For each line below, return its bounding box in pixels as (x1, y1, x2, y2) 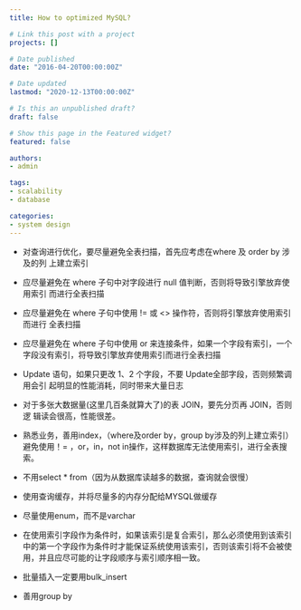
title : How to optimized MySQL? (9, 13, 131, 23)
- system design (9, 219, 71, 229)
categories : (9, 211, 54, 220)
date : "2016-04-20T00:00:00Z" (9, 63, 124, 73)
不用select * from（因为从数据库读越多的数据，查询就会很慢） (22, 471, 254, 482)
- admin (9, 162, 39, 171)
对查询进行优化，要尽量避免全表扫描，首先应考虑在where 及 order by (22, 246, 280, 257)
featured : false (9, 137, 71, 146)
